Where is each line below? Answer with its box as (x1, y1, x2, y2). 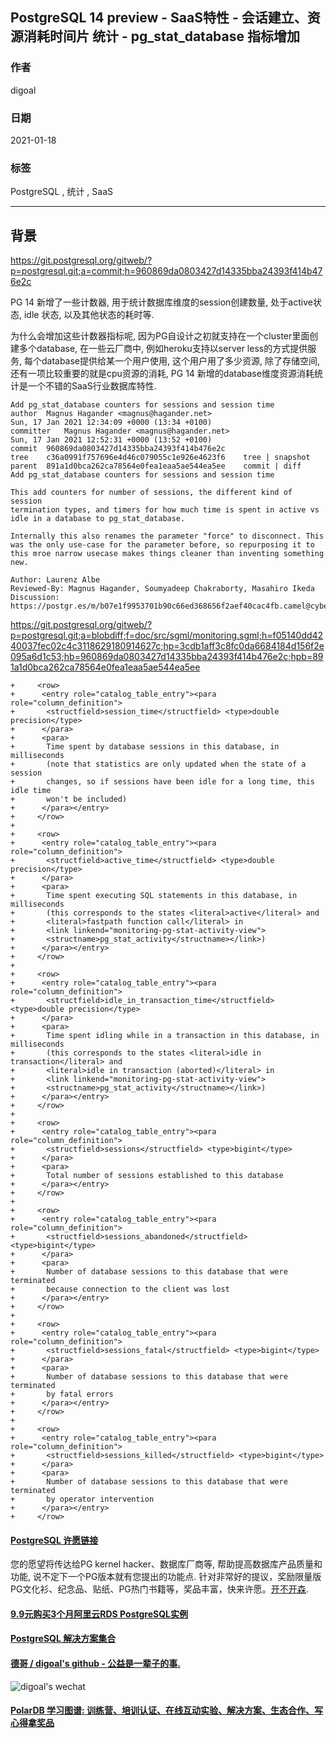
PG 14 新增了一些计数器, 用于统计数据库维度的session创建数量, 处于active (10, 296, 313, 308)
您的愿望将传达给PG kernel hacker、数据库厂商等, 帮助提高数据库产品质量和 (10, 1558, 323, 1570)
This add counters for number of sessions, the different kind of (10, 488, 293, 498)
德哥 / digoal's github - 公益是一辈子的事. (10, 1658, 181, 1670)
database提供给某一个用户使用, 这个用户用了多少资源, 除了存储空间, (41, 355, 321, 367)
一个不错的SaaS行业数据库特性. (27, 380, 157, 392)
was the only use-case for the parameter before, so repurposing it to (10, 540, 315, 550)
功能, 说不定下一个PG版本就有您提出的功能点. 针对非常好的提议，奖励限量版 (10, 1571, 322, 1583)
